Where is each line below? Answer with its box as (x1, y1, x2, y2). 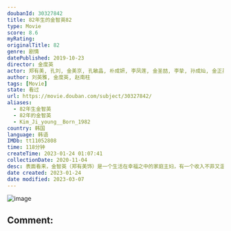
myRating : (7, 36, 36, 42)
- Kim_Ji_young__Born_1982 (13, 118, 91, 125)
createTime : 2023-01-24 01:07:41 (7, 150, 103, 158)
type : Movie (7, 23, 41, 29)
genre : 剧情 (7, 49, 39, 56)
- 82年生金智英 (13, 106, 52, 112)
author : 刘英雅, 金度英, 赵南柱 (7, 73, 91, 81)
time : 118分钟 (7, 144, 46, 151)
